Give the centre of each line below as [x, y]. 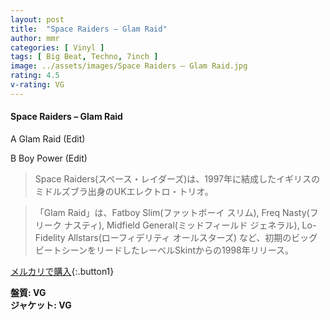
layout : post [37, 19]
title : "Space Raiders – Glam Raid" [89, 29]
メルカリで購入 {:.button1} [62, 271]
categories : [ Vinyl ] [57, 47]
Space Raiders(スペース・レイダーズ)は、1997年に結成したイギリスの [177, 178]
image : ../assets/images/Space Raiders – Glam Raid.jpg [129, 66]
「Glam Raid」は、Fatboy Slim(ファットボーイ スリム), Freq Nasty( [172, 212]
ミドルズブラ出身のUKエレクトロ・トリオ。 [124, 191]
